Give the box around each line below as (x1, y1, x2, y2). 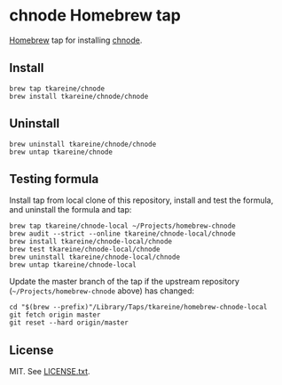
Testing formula (9, 171, 99, 187)
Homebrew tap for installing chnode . (9, 35, 143, 45)
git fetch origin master (9, 310, 101, 320)
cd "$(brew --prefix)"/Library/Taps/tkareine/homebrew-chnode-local (9, 303, 268, 312)
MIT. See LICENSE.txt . (9, 366, 90, 377)
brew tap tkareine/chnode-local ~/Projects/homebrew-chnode (9, 221, 237, 231)
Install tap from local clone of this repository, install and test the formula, (9, 195, 274, 205)
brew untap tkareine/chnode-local (9, 261, 137, 269)
